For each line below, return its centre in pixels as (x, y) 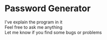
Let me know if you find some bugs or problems (53, 32)
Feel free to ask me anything (34, 27)
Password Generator (48, 9)
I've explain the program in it (34, 22)
